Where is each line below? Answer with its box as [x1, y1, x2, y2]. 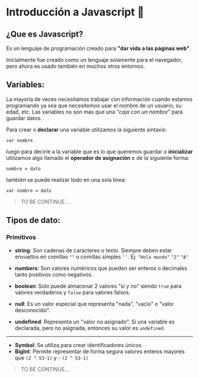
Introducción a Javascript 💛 [6, 5, 145, 19]
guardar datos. [6, 114, 43, 121]
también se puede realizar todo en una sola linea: [6, 176, 126, 183]
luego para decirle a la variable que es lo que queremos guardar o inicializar [6, 148, 193, 155]
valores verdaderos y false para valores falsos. [14, 288, 131, 296]
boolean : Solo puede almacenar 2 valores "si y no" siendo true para [14, 282, 182, 289]
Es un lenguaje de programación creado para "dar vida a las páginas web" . [6, 45, 191, 52]
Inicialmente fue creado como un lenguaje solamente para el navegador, [6, 56, 182, 63]
